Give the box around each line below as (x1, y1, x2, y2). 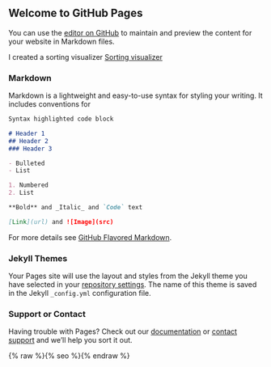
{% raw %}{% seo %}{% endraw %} (8, 351, 131, 361)
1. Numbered (8, 181, 49, 189)
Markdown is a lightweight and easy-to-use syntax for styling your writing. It (8, 91, 263, 100)
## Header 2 (8, 137, 49, 145)
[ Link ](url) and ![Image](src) (8, 217, 114, 226)
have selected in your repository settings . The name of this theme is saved (8, 280, 257, 289)
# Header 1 (8, 129, 45, 137)
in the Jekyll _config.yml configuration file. (8, 289, 151, 298)
